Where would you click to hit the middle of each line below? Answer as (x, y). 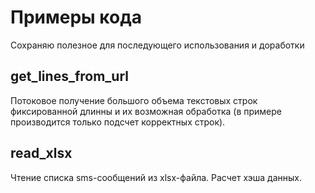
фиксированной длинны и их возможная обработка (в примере (146, 111)
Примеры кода (76, 17)
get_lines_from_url (69, 76)
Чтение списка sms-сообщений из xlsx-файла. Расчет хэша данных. (156, 177)
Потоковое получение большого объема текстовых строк (134, 100)
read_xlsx (41, 153)
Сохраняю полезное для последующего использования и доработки (157, 45)
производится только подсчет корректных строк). (118, 122)
